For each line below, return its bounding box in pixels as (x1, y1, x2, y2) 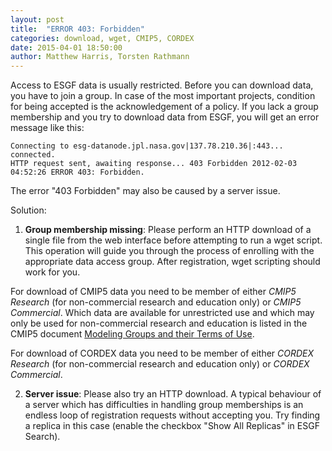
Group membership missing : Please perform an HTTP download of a (24, 224, 312, 236)
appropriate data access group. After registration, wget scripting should (24, 256, 321, 268)
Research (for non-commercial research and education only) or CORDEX (10, 358, 310, 370)
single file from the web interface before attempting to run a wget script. (24, 234, 323, 246)
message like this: (10, 122, 85, 134)
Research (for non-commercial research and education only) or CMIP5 (10, 296, 302, 308)
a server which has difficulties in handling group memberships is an (24, 399, 304, 411)
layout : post (10, 14, 65, 25)
